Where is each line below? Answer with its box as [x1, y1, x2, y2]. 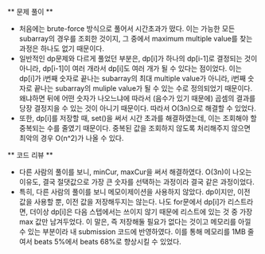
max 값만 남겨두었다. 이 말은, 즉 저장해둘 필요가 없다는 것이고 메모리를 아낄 [18, 217, 251, 226]
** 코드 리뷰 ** [7, 150, 53, 159]
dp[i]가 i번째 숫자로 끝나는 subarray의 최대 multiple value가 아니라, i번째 [18, 74, 246, 83]
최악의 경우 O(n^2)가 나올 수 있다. [18, 134, 124, 143]
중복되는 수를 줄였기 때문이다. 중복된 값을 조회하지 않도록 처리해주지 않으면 [18, 123, 251, 133]
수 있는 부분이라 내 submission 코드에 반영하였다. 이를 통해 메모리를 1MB [18, 227, 246, 236]
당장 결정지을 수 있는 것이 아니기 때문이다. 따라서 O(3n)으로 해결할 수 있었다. [18, 104, 256, 113]
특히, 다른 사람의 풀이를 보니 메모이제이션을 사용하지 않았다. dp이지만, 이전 [18, 187, 251, 197]
